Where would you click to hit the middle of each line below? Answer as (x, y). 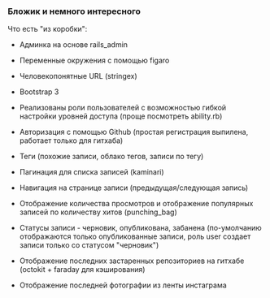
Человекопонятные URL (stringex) (78, 76)
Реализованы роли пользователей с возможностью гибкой (123, 108)
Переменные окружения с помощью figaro (94, 60)
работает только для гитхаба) (71, 140)
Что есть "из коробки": (48, 29)
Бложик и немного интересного (74, 11)
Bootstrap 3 (39, 92)
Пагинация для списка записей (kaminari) (91, 172)
